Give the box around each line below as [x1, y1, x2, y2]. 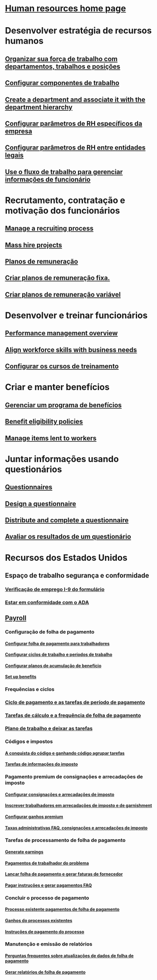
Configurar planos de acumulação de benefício [5, 663, 101, 669]
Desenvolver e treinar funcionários [5, 310, 148, 321]
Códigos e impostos [5, 738, 53, 745]
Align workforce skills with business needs [5, 345, 137, 354]
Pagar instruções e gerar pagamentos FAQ [5, 882, 92, 888]
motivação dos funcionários [5, 205, 120, 216]
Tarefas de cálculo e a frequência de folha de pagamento [5, 712, 141, 719]
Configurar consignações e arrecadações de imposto [5, 791, 114, 797]
